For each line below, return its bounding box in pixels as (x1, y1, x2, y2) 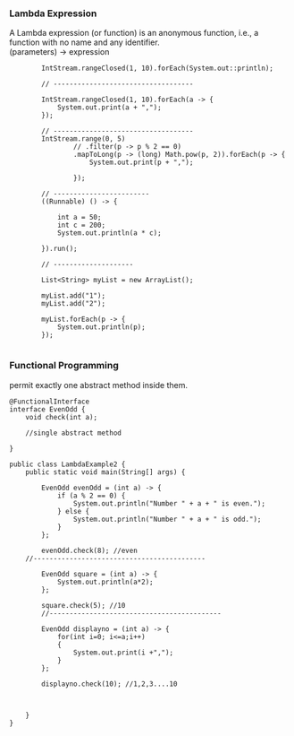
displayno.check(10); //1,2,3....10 (41, 680, 178, 688)
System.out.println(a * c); (56, 229, 163, 238)
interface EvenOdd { (9, 404, 87, 414)
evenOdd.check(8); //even (41, 546, 139, 555)
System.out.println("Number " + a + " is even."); (72, 498, 266, 508)
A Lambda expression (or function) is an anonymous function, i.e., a (9, 28, 259, 39)
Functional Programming (9, 359, 119, 372)
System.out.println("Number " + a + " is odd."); (72, 515, 262, 524)
